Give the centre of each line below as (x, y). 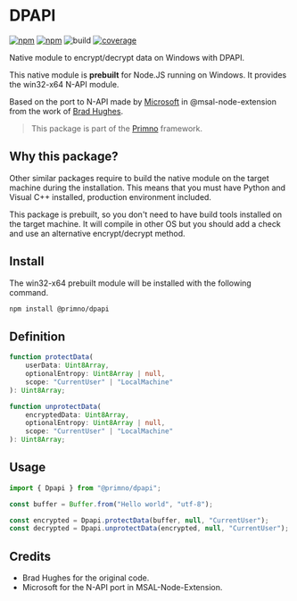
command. (29, 292)
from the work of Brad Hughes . (66, 111)
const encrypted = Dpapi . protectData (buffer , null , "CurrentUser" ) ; (139, 520)
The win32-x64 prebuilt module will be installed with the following (130, 283)
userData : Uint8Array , (67, 366)
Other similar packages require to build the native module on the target (139, 178)
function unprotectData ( (55, 406)
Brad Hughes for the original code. (86, 578)
